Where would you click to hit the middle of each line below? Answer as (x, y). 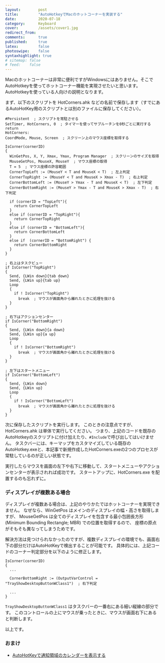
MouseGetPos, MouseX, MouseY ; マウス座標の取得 (58, 162)
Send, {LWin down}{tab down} (39, 276)
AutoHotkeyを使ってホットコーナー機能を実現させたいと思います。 (73, 86)
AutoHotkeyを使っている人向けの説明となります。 (55, 92)
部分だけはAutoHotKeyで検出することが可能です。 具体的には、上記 (82, 546)
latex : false (27, 46)
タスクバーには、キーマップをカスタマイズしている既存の (73, 443)
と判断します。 (20, 619)
